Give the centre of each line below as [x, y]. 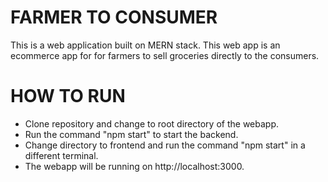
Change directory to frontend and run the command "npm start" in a [165, 145]
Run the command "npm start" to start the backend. [131, 134]
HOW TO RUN [68, 96]
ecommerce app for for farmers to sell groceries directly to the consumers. [165, 55]
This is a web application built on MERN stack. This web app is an [145, 45]
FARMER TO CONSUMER [114, 17]
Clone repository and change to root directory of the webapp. [151, 123]
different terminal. [61, 155]
